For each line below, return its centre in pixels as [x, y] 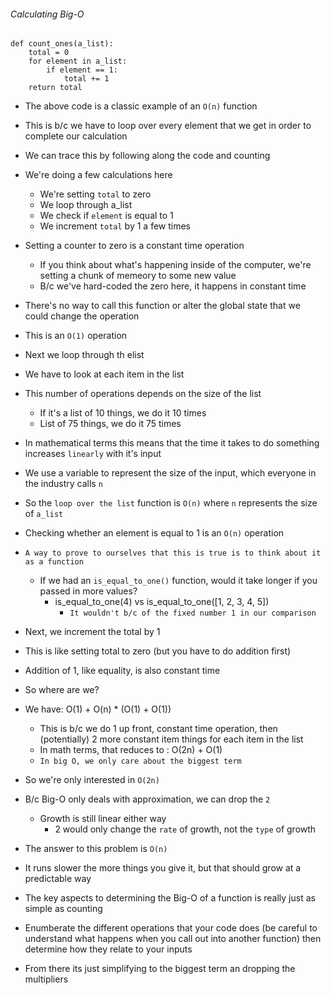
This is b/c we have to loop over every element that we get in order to [168, 126]
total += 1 [86, 79]
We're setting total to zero [95, 194]
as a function [54, 562]
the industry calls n [63, 484]
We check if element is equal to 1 [106, 216]
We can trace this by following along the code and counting [147, 156]
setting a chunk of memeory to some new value [138, 276]
